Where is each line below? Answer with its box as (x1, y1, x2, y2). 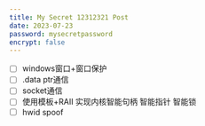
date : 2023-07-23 (9, 21, 74, 30)
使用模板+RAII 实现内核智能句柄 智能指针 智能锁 (21, 97, 197, 107)
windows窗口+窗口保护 (21, 63, 107, 74)
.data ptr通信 (21, 75, 69, 85)
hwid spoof (21, 106, 64, 117)
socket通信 (21, 85, 63, 96)
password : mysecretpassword (9, 29, 114, 38)
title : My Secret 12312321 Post (9, 12, 129, 22)
